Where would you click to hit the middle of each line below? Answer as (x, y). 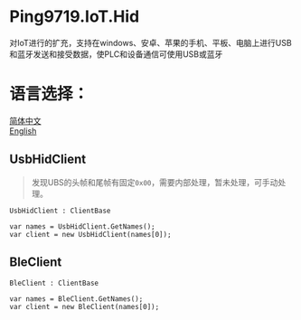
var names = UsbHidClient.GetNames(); (82, 226)
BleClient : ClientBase (54, 283)
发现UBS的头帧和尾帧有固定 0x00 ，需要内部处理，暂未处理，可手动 (155, 182)
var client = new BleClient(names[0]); (85, 306)
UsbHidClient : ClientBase (60, 211)
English (23, 131)
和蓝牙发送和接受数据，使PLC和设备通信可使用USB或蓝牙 (116, 54)
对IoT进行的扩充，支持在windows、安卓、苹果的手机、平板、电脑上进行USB (150, 42)
